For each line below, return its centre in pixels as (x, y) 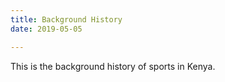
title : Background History (66, 19)
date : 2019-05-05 (46, 29)
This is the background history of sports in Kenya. (113, 66)
